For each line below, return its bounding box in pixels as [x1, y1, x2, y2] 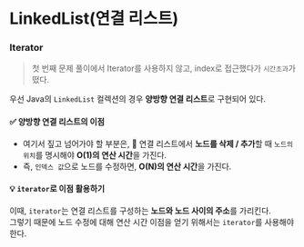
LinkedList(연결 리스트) [9, 8, 179, 29]
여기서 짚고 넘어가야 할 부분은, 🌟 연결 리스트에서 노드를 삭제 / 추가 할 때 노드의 [22, 138, 294, 149]
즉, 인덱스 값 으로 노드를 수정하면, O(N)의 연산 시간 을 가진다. [22, 161, 232, 172]
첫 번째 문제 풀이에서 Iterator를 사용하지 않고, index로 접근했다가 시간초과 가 [31, 63, 296, 74]
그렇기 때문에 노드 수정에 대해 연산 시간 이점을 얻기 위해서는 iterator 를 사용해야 [9, 216, 294, 227]
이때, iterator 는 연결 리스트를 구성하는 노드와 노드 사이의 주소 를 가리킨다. [9, 205, 271, 216]
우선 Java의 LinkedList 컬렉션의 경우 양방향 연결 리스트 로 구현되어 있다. [9, 94, 267, 104]
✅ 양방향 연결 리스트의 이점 [9, 116, 105, 127]
